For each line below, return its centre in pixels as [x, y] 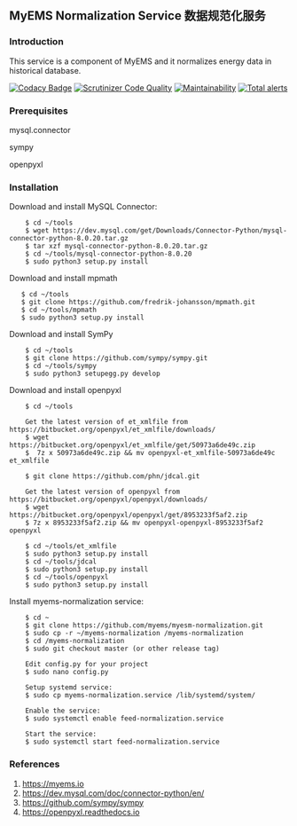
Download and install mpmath [63, 279]
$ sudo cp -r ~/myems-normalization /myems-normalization [134, 633]
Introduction [36, 42]
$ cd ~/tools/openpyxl [67, 578]
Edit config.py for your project [87, 665]
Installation [34, 187]
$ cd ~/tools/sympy [61, 366]
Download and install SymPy [61, 334]
